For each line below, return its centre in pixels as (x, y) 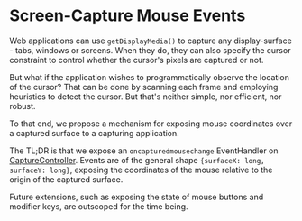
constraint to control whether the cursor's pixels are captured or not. (137, 60)
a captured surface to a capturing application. (95, 133)
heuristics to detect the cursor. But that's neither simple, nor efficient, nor (146, 97)
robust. (23, 106)
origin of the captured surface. (66, 179)
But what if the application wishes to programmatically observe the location (150, 77)
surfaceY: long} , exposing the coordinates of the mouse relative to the (141, 170)
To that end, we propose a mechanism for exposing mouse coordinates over (151, 124)
